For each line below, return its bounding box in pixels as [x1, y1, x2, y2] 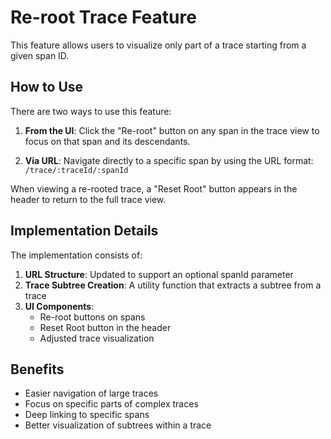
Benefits [10, 361, 65, 378]
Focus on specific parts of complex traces [24, 398, 199, 410]
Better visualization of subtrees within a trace [24, 419, 212, 431]
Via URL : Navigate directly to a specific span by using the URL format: [24, 154, 314, 166]
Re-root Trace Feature [10, 6, 197, 29]
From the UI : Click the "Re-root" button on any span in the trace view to [24, 124, 320, 136]
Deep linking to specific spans [24, 409, 150, 421]
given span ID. [10, 49, 70, 61]
